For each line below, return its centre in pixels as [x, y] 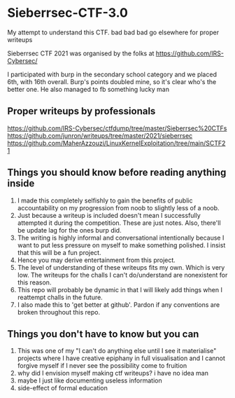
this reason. [34, 282]
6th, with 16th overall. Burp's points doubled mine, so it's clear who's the [112, 81]
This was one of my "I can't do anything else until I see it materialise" [117, 351]
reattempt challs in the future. [60, 297]
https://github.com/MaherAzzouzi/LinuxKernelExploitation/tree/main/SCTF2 [116, 143]
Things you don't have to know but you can [103, 334]
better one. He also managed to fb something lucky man [88, 89]
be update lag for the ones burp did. [69, 230]
